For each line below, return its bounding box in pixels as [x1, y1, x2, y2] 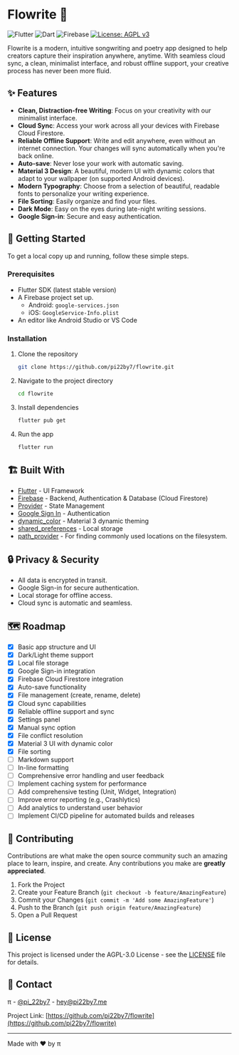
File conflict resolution [17, 731, 83, 739]
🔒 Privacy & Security [7, 554, 100, 566]
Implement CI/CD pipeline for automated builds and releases [17, 811, 195, 820]
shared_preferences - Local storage [17, 524, 123, 533]
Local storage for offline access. [17, 591, 113, 600]
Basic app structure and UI [17, 643, 96, 651]
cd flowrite [17, 390, 53, 397]
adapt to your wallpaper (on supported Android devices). [17, 174, 185, 182]
